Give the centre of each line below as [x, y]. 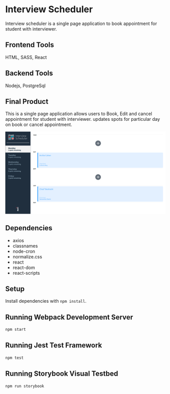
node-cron [24, 251]
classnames [25, 246]
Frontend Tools [30, 45]
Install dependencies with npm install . [46, 301]
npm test [15, 358]
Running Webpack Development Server [69, 317]
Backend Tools [29, 73]
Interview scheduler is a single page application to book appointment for [81, 23]
